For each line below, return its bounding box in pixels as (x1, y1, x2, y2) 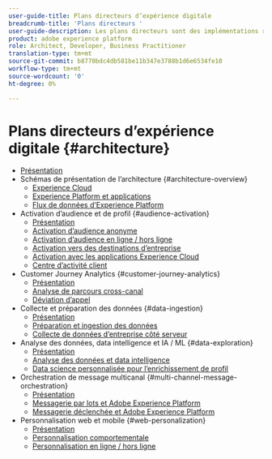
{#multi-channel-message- (147, 372, 237, 382)
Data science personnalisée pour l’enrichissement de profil (32, 364, 229, 374)
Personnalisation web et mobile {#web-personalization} (19, 415, 206, 426)
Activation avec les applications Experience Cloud (32, 252, 200, 262)
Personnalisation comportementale (32, 433, 150, 443)
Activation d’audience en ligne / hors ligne (32, 234, 172, 244)
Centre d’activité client (32, 260, 108, 270)
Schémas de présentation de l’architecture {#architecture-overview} (19, 174, 249, 184)
